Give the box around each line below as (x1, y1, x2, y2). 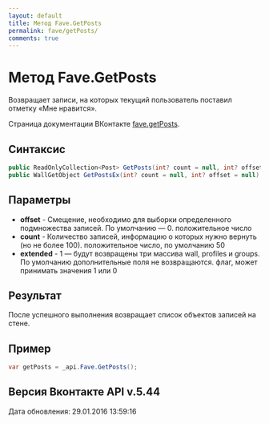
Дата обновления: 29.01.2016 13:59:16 (8, 406, 137, 416)
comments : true (8, 34, 59, 42)
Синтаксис (8, 142, 66, 156)
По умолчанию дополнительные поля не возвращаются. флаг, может (19, 257, 258, 267)
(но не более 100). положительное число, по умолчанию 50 (19, 240, 226, 249)
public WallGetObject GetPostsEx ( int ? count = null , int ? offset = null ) (8, 171, 260, 179)
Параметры (8, 193, 71, 207)
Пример (8, 341, 51, 355)
